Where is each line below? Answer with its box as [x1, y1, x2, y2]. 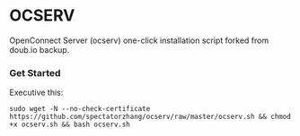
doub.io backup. [9, 44, 70, 55]
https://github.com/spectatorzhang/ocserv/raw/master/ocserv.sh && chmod [9, 113, 292, 122]
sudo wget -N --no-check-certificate [9, 105, 151, 114]
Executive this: [9, 87, 64, 98]
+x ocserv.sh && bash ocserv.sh [9, 120, 130, 130]
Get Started [9, 66, 61, 79]
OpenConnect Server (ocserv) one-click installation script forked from [9, 35, 269, 46]
